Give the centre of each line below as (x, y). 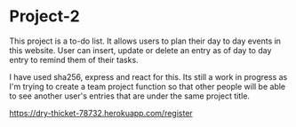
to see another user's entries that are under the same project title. (130, 96)
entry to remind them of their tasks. (74, 60)
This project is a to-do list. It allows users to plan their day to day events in (145, 41)
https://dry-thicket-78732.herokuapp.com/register (101, 113)
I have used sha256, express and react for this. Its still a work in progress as (148, 76)
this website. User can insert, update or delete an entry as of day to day (140, 50)
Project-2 (44, 16)
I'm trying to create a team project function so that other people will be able (148, 86)
